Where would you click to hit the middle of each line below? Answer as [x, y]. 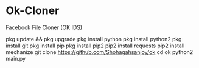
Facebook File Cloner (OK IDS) [44, 27]
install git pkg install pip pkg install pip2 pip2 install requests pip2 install [95, 46]
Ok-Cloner [33, 11]
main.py [16, 58]
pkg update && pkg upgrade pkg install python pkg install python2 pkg [94, 39]
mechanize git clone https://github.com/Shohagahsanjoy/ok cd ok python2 [100, 52]
